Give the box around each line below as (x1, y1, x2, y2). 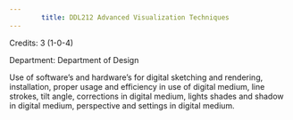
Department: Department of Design (9, 54, 139, 65)
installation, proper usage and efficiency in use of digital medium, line (9, 81, 265, 92)
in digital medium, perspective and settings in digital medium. (9, 100, 235, 111)
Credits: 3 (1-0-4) (9, 37, 74, 48)
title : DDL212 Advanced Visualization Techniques (41, 12, 230, 22)
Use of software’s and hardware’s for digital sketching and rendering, (9, 72, 264, 83)
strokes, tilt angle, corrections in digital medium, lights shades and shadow (9, 91, 284, 101)
